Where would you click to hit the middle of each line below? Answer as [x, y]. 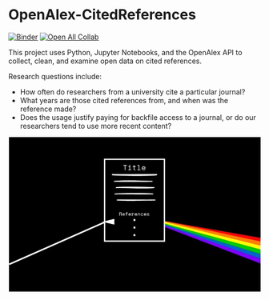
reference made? [48, 109]
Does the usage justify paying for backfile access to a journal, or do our [138, 117]
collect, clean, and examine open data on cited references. [105, 61]
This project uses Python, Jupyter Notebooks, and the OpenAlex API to [125, 52]
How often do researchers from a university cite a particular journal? [132, 92]
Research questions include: [55, 76]
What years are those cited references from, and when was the [124, 100]
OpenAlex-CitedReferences [102, 15]
